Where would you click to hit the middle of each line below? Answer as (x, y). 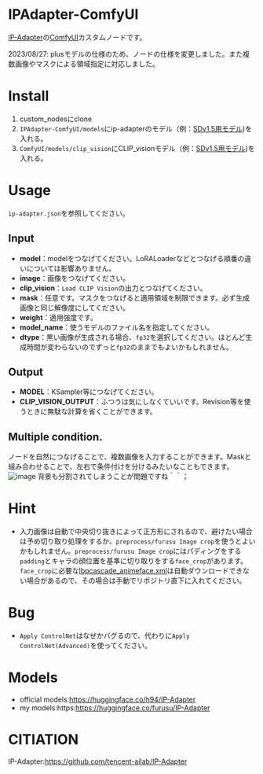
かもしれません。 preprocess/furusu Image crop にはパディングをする (130, 551)
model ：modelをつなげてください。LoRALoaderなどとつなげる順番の (132, 258)
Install (29, 96)
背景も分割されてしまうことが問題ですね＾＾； (113, 477)
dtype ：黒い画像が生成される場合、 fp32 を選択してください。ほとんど (132, 337)
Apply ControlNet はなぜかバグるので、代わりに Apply (104, 636)
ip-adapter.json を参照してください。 (69, 213)
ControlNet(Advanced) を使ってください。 (85, 646)
